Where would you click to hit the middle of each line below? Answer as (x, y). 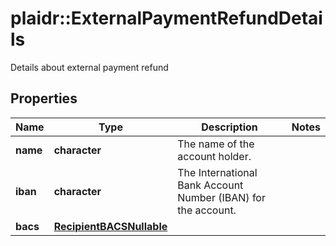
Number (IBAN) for (221, 197)
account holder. (214, 156)
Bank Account (210, 185)
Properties (44, 98)
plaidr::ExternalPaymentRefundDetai (166, 18)
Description (229, 127)
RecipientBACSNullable (110, 226)
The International (217, 172)
